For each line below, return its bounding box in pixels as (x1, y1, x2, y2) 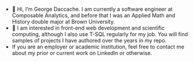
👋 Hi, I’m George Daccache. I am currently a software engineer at (11, 6, 173, 12)
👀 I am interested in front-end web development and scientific (11, 24, 165, 31)
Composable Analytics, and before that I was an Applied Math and (11, 12, 175, 19)
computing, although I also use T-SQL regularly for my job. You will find (11, 31, 188, 38)
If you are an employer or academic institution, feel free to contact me (11, 43, 184, 50)
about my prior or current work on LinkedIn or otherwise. (11, 50, 153, 56)
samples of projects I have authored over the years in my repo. (11, 37, 167, 44)
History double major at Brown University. (11, 18, 115, 25)
